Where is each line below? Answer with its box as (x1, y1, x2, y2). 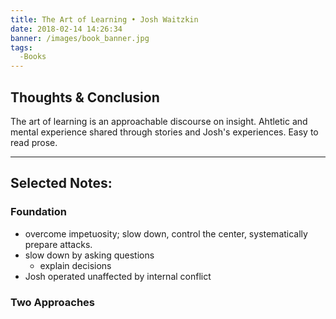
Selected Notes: (10, 175, 113, 192)
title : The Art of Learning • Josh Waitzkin (10, 14, 199, 25)
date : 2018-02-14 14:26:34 (10, 24, 123, 34)
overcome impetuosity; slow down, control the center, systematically (24, 227, 308, 240)
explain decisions (39, 259, 112, 271)
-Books (19, 52, 47, 62)
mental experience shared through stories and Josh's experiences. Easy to (10, 126, 319, 138)
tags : (10, 42, 33, 53)
